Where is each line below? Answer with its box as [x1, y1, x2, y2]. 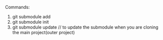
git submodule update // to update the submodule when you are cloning [12, 24, 159, 30]
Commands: [5, 4, 30, 10]
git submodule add [12, 14, 51, 19]
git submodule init [12, 19, 49, 25]
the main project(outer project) [12, 30, 75, 35]
